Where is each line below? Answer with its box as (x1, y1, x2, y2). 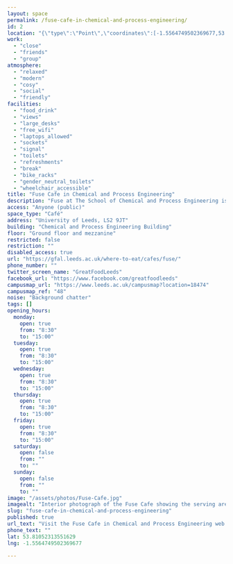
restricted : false (7, 236, 60, 243)
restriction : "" (7, 242, 54, 250)
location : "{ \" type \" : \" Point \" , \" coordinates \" (7, 29, 150, 37)
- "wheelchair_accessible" (13, 185, 92, 192)
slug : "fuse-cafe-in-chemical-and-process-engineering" (7, 508, 172, 515)
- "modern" (13, 74, 45, 82)
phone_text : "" (7, 526, 51, 533)
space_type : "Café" (7, 210, 64, 217)
